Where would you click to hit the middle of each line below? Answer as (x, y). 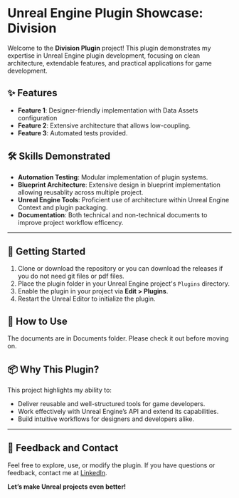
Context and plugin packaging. (63, 207)
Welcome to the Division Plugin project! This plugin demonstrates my (109, 48)
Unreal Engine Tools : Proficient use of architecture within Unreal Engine (123, 199)
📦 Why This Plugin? (53, 369)
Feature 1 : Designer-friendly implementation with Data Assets (108, 110)
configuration (37, 118)
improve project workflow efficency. (70, 222)
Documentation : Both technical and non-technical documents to (112, 214)
